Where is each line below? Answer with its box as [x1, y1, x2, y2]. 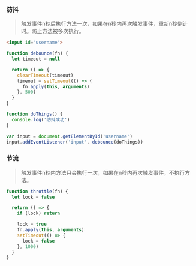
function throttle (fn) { [6, 188, 68, 195]
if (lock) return [17, 210, 61, 217]
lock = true [17, 221, 47, 228]
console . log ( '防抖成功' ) [11, 116, 70, 122]
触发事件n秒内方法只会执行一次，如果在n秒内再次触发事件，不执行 [20, 169, 185, 176]
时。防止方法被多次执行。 [20, 28, 85, 35]
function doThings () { [6, 111, 63, 118]
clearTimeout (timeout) [17, 72, 74, 79]
